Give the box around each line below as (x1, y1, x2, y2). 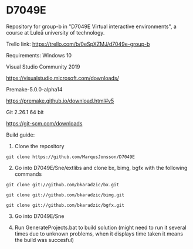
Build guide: (6, 131, 35, 138)
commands (14, 170, 42, 178)
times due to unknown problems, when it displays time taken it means (14, 230, 184, 237)
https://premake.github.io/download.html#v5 (6, 97, 114, 104)
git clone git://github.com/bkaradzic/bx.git (6, 182, 119, 187)
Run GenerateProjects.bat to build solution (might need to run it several (14, 224, 187, 231)
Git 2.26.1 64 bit (6, 108, 44, 115)
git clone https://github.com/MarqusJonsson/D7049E (6, 154, 135, 160)
